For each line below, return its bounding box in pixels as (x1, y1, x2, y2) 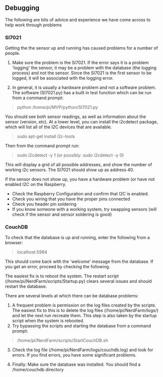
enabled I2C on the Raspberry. (5, 182, 67, 188)
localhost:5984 (17, 249, 48, 255)
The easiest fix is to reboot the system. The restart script (5, 273, 119, 279)
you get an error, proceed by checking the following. (5, 264, 110, 270)
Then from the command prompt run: (5, 143, 80, 149)
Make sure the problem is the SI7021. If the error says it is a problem (12, 60, 149, 66)
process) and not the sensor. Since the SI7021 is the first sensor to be (12, 70, 152, 76)
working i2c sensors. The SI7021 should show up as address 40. (5, 167, 134, 173)
